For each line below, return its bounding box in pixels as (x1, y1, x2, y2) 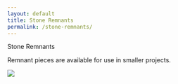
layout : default (7, 10, 55, 17)
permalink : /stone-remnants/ (7, 23, 93, 30)
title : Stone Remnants (7, 17, 74, 24)
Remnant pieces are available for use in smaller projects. (7, 56, 171, 64)
